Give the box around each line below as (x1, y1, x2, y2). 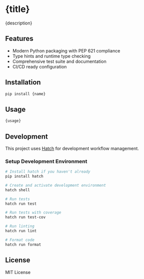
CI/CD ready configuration (12, 63, 67, 69)
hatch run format (5, 242, 41, 247)
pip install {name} (5, 91, 46, 96)
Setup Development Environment (5, 158, 87, 165)
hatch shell (5, 187, 30, 193)
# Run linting (5, 224, 35, 229)
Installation (5, 78, 41, 87)
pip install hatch (5, 174, 43, 179)
